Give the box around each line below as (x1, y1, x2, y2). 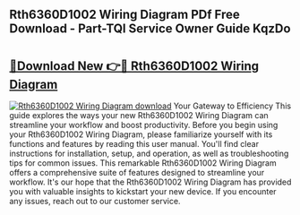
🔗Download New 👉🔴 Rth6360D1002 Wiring (9, 58, 260, 73)
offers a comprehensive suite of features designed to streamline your (9, 168, 265, 177)
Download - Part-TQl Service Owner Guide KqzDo (9, 21, 291, 37)
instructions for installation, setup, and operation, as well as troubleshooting (9, 148, 289, 159)
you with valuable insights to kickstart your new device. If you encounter (9, 186, 277, 196)
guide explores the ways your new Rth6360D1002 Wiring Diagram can (9, 110, 269, 120)
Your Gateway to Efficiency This (173, 100, 292, 111)
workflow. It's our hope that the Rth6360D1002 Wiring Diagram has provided (9, 176, 292, 187)
